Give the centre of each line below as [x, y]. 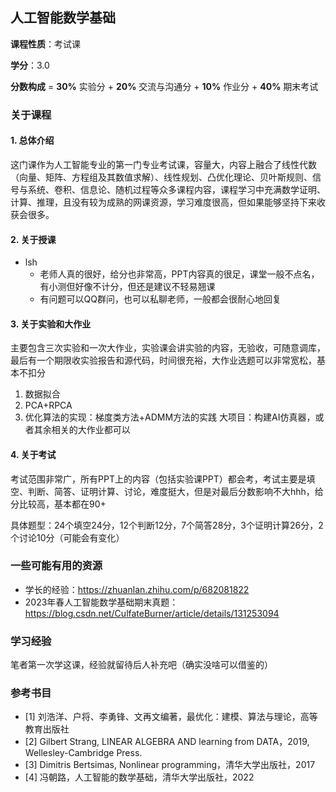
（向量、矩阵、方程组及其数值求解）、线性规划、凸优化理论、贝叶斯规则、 [161, 177]
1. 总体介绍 [32, 140]
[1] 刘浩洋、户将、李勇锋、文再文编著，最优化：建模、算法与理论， [162, 717]
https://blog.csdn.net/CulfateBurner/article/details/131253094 [152, 613]
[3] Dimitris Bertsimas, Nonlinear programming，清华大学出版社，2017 [170, 765]
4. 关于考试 [33, 454]
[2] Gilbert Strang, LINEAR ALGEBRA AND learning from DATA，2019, [167, 742]
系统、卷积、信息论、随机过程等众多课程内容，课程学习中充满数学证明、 [176, 189]
